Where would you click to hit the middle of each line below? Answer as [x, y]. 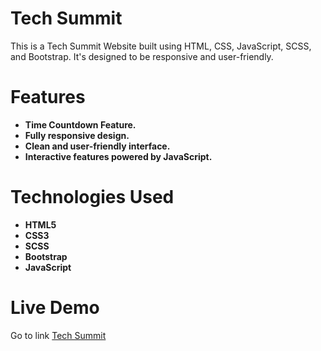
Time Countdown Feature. [80, 124]
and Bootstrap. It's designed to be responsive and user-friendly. [142, 56]
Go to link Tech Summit [58, 335]
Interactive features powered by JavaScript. [118, 156]
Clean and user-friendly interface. [97, 146]
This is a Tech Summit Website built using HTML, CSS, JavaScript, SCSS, [161, 46]
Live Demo [55, 308]
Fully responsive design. [77, 135]
